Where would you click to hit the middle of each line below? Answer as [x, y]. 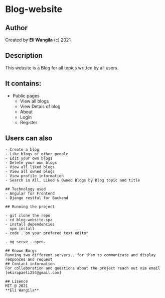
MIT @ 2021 [17, 286]
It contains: [23, 84]
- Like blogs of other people [37, 154]
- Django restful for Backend [37, 198]
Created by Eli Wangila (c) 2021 [38, 40]
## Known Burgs [21, 251]
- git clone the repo [28, 216]
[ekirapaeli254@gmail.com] [33, 273]
